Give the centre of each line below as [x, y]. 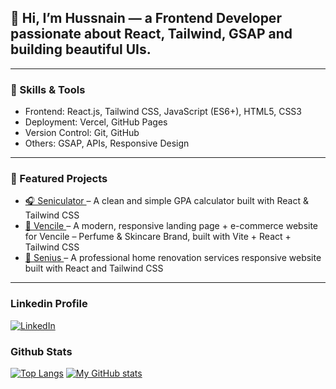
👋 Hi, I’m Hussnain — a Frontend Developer [146, 18]
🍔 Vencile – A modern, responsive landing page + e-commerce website [171, 226]
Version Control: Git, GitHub [82, 133]
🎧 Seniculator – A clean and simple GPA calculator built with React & [166, 201]
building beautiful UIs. [81, 49]
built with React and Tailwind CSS [94, 268]
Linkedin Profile [49, 304]
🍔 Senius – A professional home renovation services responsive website [173, 258]
